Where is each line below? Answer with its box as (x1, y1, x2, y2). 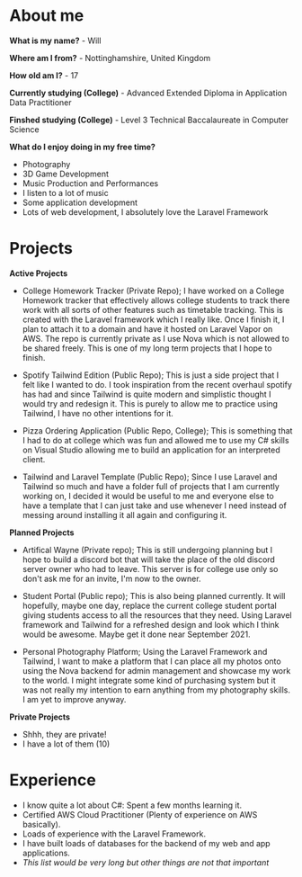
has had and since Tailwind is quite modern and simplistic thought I (22, 389, 271, 399)
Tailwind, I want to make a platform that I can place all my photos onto (22, 656, 281, 667)
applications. (22, 847, 70, 858)
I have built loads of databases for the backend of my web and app (22, 837, 271, 848)
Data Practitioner (9, 96, 72, 108)
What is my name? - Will (9, 35, 102, 46)
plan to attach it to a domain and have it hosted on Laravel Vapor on (22, 323, 273, 334)
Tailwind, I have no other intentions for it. (22, 407, 173, 418)
